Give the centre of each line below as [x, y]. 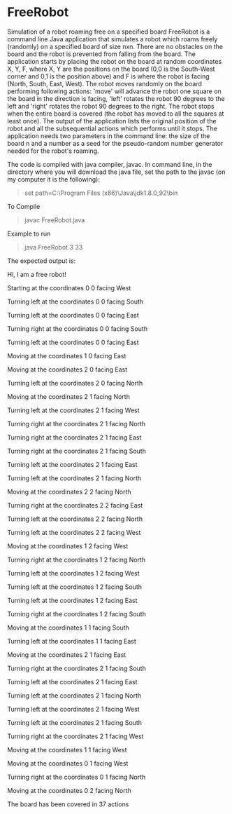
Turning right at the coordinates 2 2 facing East [75, 505]
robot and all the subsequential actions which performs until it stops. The [113, 128]
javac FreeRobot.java [55, 220]
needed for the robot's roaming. [53, 151]
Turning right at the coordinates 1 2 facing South [77, 613]
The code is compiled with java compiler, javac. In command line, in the [110, 164]
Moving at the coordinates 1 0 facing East [67, 355]
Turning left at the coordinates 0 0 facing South [75, 301]
